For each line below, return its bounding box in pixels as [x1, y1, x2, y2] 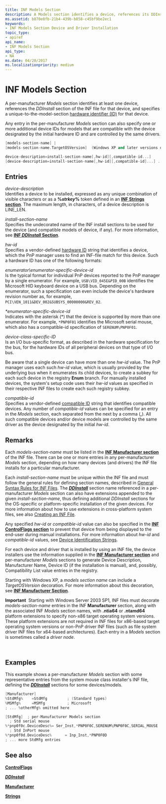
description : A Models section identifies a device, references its [5, 12, 149, 17]
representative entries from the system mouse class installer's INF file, [5, 677, 149, 682]
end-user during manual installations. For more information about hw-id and [5, 532, 160, 538]
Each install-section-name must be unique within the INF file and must [5, 475, 149, 481]
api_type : [5, 49, 26, 54]
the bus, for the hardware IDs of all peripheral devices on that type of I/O [5, 344, 153, 350]
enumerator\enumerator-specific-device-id [5, 267, 93, 273]
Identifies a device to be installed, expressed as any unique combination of [5, 191, 158, 197]
